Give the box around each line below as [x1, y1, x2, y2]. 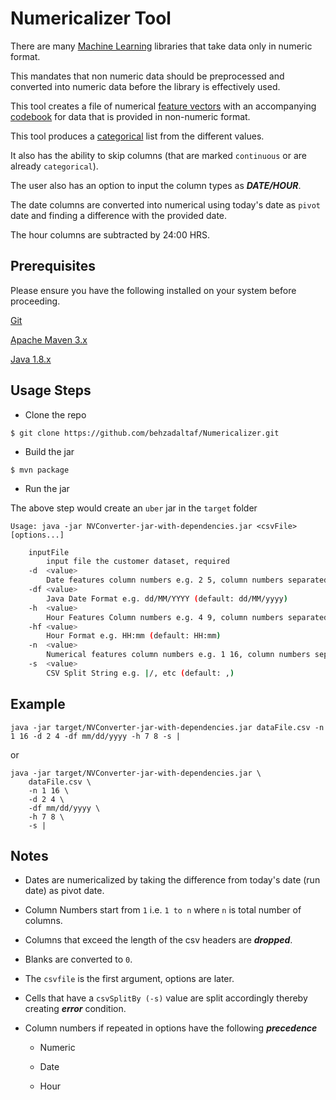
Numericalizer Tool [10, 7, 172, 30]
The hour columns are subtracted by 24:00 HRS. [10, 228, 211, 241]
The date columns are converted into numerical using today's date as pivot [10, 198, 321, 211]
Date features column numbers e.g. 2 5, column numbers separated [46, 575, 329, 586]
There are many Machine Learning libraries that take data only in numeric [10, 40, 313, 52]
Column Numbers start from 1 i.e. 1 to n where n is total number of [24, 904, 302, 916]
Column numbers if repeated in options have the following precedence [24, 1022, 318, 1034]
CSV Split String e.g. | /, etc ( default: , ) [46, 668, 235, 678]
